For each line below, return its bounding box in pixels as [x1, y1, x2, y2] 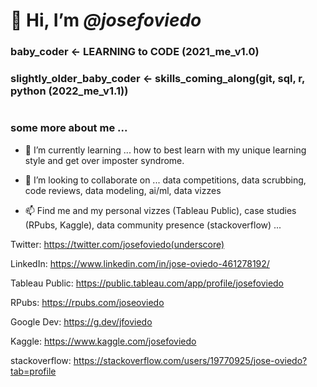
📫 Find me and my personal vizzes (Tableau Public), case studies [24, 204, 297, 216]
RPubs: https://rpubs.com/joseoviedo [10, 296, 165, 308]
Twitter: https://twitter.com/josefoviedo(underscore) [10, 238, 225, 250]
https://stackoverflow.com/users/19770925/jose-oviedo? [73, 354, 308, 366]
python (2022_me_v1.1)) [10, 84, 129, 98]
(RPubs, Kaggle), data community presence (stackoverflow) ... [24, 219, 282, 231]
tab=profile [10, 365, 57, 377]
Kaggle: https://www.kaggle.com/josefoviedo [10, 335, 197, 347]
